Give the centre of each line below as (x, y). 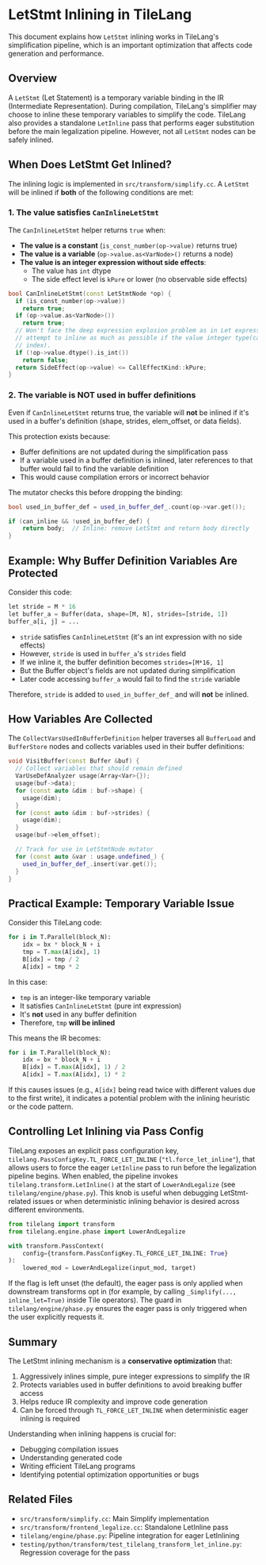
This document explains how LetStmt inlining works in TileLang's (114, 37)
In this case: (28, 982)
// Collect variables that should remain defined (99, 769)
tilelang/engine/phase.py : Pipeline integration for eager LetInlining (129, 1535)
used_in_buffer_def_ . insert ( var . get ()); (90, 864)
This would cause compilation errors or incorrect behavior (114, 477)
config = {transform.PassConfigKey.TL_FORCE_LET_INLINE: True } (125, 1253)
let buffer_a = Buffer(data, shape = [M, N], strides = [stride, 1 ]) (118, 614)
